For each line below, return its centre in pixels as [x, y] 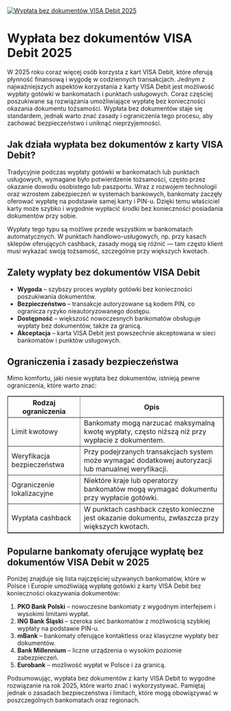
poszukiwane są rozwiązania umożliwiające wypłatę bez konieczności [106, 101]
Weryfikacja [31, 456]
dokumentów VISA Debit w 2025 [78, 562]
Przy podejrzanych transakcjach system [148, 452]
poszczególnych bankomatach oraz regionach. [74, 700]
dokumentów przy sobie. [42, 216]
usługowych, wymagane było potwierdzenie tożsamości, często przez [107, 179]
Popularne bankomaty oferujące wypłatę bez [106, 551]
